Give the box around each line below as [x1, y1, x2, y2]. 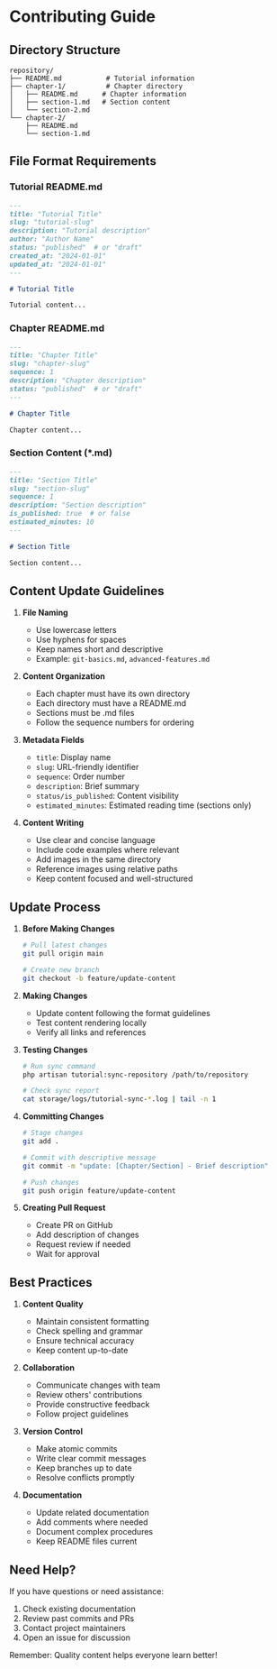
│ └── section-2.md [9, 105, 91, 115]
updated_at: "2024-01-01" [9, 260, 106, 269]
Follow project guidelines [35, 1408, 129, 1419]
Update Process [9, 899, 101, 914]
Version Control [22, 1426, 84, 1437]
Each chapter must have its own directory [35, 688, 191, 700]
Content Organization [22, 671, 105, 682]
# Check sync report [22, 1087, 100, 1096]
